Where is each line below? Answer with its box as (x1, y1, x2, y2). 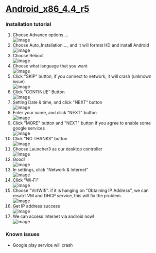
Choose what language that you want (12, 63, 88, 69)
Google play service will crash (12, 242, 73, 248)
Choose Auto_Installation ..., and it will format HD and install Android (12, 42, 150, 48)
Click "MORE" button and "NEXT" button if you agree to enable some (12, 120, 151, 126)
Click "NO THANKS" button (12, 136, 68, 142)
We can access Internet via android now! (12, 213, 94, 219)
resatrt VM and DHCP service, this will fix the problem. (12, 193, 122, 199)
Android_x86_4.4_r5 (5, 3, 89, 15)
